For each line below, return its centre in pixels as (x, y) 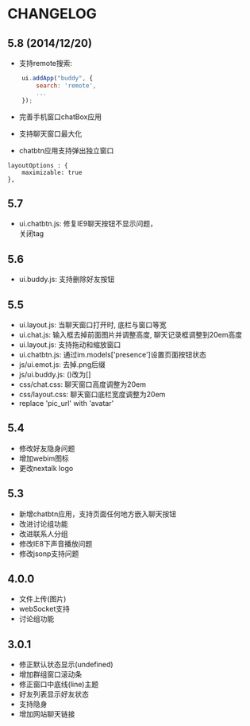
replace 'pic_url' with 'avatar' (66, 403)
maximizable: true (52, 172)
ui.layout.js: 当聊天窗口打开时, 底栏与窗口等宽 (93, 324)
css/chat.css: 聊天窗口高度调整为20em (82, 384)
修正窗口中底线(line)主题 (59, 685)
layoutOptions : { (38, 165)
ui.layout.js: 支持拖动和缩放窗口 (70, 344)
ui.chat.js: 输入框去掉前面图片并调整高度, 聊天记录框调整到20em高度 (131, 334)
